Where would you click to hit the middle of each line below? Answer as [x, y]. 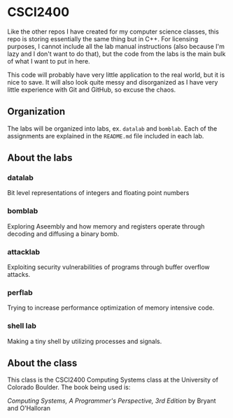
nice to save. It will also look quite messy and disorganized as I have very [113, 82]
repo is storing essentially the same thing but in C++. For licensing [103, 38]
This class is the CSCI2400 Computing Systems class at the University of [113, 380]
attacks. [19, 275]
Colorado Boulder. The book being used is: [69, 387]
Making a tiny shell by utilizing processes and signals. [85, 341]
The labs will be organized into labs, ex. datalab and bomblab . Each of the [112, 128]
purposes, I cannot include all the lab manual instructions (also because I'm [116, 46]
